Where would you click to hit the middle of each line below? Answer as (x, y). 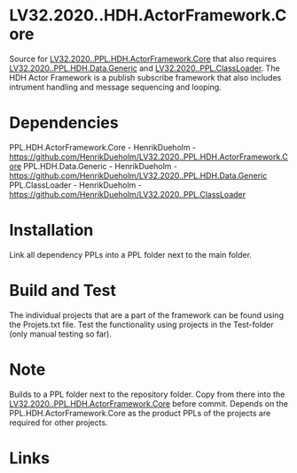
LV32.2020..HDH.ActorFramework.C (148, 16)
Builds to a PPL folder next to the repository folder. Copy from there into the (147, 394)
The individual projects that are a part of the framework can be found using (146, 314)
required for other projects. (59, 423)
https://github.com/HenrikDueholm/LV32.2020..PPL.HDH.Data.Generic (138, 175)
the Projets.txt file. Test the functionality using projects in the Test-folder (142, 324)
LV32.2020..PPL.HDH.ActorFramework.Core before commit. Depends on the (148, 403)
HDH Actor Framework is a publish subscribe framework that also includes (145, 77)
